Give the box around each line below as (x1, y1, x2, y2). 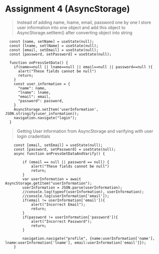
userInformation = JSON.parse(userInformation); (22, 185, 123, 190)
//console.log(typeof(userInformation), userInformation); (22, 189, 144, 194)
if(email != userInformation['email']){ (22, 198, 105, 203)
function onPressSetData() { (9, 60, 68, 65)
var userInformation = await (22, 176, 81, 181)
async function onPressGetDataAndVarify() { (14, 151, 105, 156)
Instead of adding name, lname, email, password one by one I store (16, 19, 151, 25)
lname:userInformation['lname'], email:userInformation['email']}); (5, 240, 146, 245)
